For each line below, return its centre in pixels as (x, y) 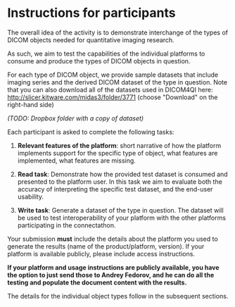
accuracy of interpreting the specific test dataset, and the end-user (115, 189)
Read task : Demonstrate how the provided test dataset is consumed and (122, 174)
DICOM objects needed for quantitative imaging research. (91, 39)
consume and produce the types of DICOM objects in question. (99, 61)
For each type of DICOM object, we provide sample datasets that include (113, 75)
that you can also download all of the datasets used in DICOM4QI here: (110, 89)
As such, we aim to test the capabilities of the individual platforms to (106, 54)
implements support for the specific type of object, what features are (118, 153)
